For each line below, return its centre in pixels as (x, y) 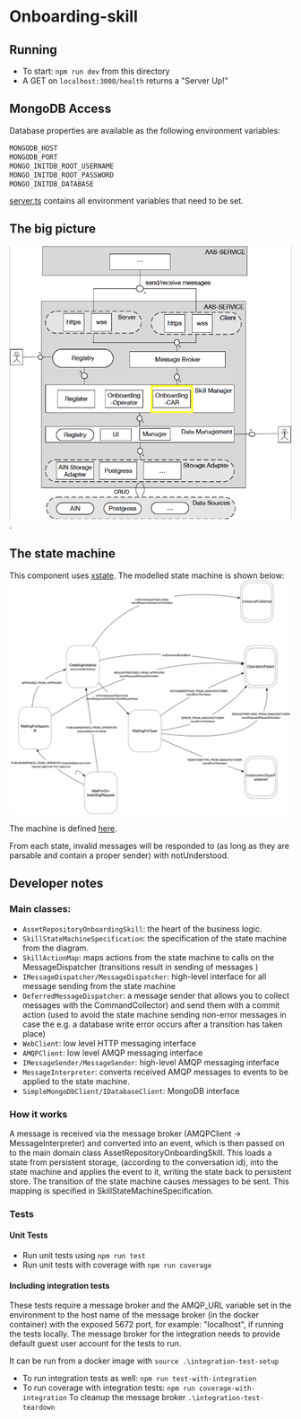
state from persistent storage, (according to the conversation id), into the (144, 1162)
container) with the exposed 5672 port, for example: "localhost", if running (146, 1325)
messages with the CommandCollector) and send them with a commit (151, 1005)
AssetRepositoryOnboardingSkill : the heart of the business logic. (142, 928)
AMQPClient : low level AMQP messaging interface (112, 1053)
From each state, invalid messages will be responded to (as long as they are (149, 845)
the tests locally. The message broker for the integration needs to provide (145, 1334)
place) (34, 1033)
